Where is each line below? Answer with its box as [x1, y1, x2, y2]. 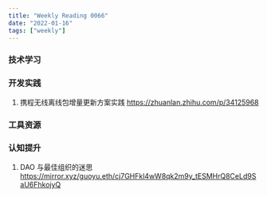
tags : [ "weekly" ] [8, 26, 66, 34]
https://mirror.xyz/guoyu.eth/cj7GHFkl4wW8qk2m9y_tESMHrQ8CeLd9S [19, 171, 257, 180]
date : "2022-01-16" [8, 19, 73, 27]
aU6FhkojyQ [19, 179, 61, 189]
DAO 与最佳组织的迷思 [19, 162, 93, 171]
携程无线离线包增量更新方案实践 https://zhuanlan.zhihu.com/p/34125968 [19, 97, 259, 107]
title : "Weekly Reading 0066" [8, 11, 109, 20]
